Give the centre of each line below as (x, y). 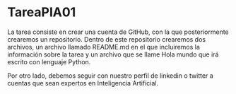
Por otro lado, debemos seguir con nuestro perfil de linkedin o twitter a (110, 76)
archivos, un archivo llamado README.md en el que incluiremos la (104, 47)
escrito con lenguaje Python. (49, 61)
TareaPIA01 (42, 12)
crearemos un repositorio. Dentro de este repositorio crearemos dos (107, 39)
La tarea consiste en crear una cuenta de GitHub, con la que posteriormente (118, 32)
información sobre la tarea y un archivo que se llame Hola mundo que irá (113, 54)
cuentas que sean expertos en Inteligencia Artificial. (83, 83)
